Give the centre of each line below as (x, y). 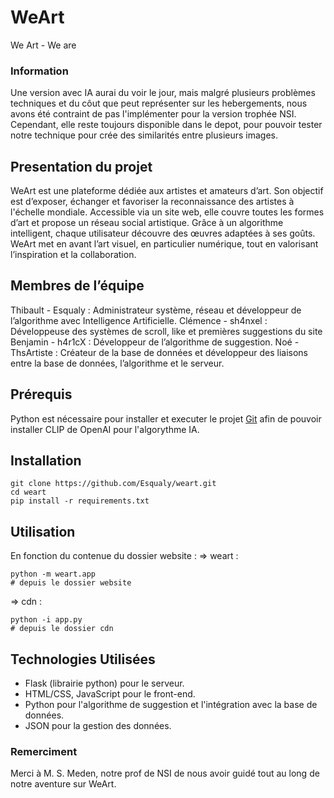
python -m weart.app (53, 574)
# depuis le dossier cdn (62, 629)
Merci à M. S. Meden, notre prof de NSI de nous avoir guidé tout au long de (165, 773)
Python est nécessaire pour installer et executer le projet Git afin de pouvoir (166, 418)
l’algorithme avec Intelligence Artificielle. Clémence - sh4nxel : (139, 320)
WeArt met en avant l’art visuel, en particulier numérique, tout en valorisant (164, 244)
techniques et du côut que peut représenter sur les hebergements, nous (159, 103)
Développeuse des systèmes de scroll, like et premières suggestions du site (166, 331)
